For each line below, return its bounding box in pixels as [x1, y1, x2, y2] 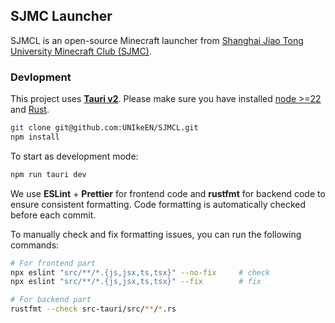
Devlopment [10, 70, 72, 84]
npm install [10, 132, 60, 142]
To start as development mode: [10, 150, 139, 162]
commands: [10, 239, 60, 251]
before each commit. [10, 209, 97, 221]
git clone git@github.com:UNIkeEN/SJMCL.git [10, 123, 199, 133]
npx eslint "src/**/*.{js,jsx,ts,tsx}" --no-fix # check [10, 267, 271, 278]
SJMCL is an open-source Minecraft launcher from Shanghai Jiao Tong [10, 34, 304, 46]
